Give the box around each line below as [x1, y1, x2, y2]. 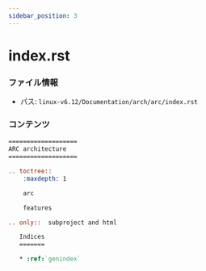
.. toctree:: [8, 167, 53, 176]
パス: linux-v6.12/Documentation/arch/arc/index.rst [19, 97, 198, 106]
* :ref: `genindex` [19, 255, 82, 263]
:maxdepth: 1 [23, 174, 67, 182]
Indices [19, 233, 45, 241]
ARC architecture [8, 145, 67, 153]
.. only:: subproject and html [8, 219, 117, 227]
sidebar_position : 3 [8, 11, 78, 20]
